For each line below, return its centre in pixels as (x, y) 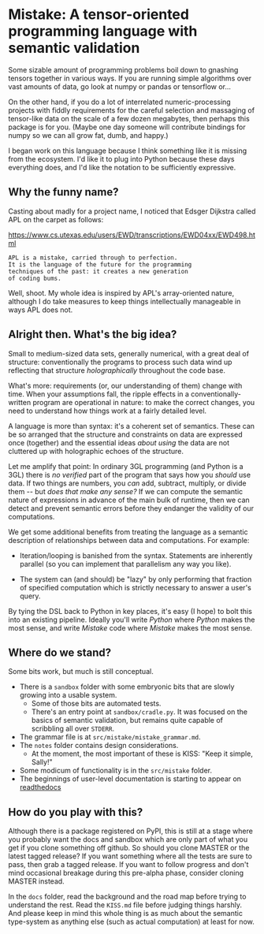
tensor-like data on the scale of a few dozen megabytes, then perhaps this (129, 118)
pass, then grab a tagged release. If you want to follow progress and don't (128, 865)
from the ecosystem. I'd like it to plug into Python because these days (121, 158)
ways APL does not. (41, 310)
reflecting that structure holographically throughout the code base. (117, 370)
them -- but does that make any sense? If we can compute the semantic (126, 491)
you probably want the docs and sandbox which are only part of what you (128, 839)
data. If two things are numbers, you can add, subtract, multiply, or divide (127, 483)
